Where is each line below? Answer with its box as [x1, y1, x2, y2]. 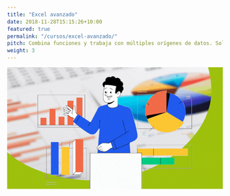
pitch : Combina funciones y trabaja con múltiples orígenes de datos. [7, 40, 213, 47]
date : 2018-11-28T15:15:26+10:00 [7, 18, 103, 25]
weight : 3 [7, 47, 36, 54]
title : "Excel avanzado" [7, 11, 78, 18]
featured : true [7, 25, 51, 32]
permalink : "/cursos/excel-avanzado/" [7, 33, 118, 40]
